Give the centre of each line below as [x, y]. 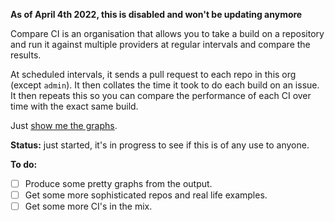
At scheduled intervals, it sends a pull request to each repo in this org [153, 74]
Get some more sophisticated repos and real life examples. [146, 195]
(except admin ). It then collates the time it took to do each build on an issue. [165, 85]
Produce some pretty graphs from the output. [118, 183]
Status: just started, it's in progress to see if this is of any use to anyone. [160, 145]
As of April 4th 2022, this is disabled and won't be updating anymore [156, 14]
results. [26, 55]
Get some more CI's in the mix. [88, 206]
